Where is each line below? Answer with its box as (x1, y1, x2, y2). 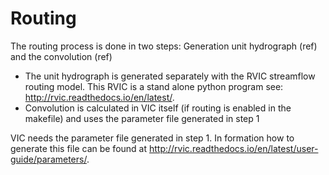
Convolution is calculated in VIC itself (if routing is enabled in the (24, 102, 292, 114)
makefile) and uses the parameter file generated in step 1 (24, 112, 260, 124)
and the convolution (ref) (10, 50, 113, 62)
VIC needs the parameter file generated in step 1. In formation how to (10, 132, 295, 144)
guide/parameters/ (10, 153, 87, 165)
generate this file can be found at (10, 142, 148, 154)
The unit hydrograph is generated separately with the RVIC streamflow (24, 70, 316, 82)
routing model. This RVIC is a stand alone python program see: (24, 80, 284, 92)
